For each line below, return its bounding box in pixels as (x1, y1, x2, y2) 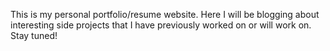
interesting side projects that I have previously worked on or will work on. (10, 19, 312, 31)
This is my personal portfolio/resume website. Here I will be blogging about (10, 9, 320, 20)
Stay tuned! (10, 30, 58, 41)
